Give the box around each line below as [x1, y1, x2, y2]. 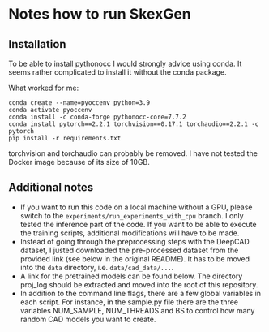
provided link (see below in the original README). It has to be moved [19, 253, 250, 264]
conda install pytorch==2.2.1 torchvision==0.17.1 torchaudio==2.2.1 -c [8, 120, 259, 128]
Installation [8, 37, 66, 51]
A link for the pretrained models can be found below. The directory [19, 271, 243, 281]
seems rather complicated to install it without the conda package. [8, 67, 227, 77]
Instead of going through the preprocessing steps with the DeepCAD [19, 236, 250, 246]
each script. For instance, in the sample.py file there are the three [19, 297, 239, 307]
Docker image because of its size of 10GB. [8, 157, 150, 166]
